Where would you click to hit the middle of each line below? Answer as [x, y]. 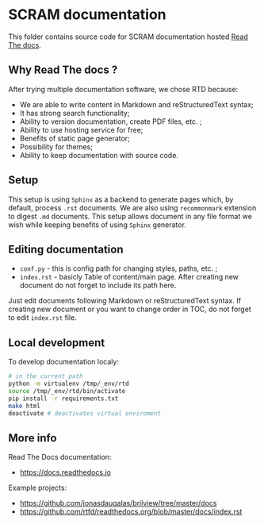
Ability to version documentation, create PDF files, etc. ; [111, 121]
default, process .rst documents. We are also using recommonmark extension [132, 207]
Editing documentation [66, 249]
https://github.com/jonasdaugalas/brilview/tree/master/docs [118, 503]
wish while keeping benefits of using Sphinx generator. [97, 225]
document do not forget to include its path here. [98, 285]
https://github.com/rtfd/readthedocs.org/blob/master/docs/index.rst [131, 512]
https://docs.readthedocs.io [65, 472]
